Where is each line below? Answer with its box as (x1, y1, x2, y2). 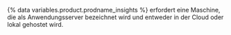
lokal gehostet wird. (7, 21, 64, 28)
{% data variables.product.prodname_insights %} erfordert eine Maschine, (7, 6, 221, 14)
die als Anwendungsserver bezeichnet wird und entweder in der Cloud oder (7, 13, 224, 21)
